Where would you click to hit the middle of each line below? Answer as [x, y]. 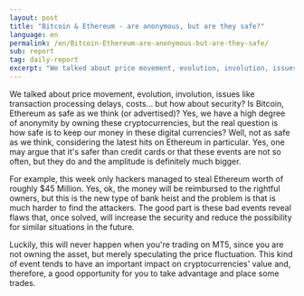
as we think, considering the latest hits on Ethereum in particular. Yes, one [147, 142]
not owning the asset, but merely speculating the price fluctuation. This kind [151, 253]
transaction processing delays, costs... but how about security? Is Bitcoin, [147, 103]
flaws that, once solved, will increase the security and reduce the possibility [151, 217]
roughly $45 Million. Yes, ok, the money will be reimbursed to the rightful [145, 188]
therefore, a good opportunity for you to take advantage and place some [144, 273]
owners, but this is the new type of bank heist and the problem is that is [142, 198]
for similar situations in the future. [72, 226]
